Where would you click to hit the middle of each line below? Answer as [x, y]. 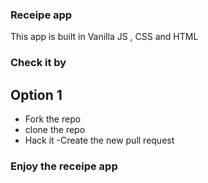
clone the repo [55, 130]
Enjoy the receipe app [64, 166]
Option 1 [36, 94]
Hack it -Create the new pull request [99, 140]
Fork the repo [53, 119]
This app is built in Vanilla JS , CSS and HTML [104, 37]
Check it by [38, 63]
